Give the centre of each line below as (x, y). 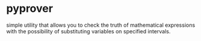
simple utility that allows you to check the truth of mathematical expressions (101, 25)
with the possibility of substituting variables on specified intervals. (88, 31)
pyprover (30, 9)
